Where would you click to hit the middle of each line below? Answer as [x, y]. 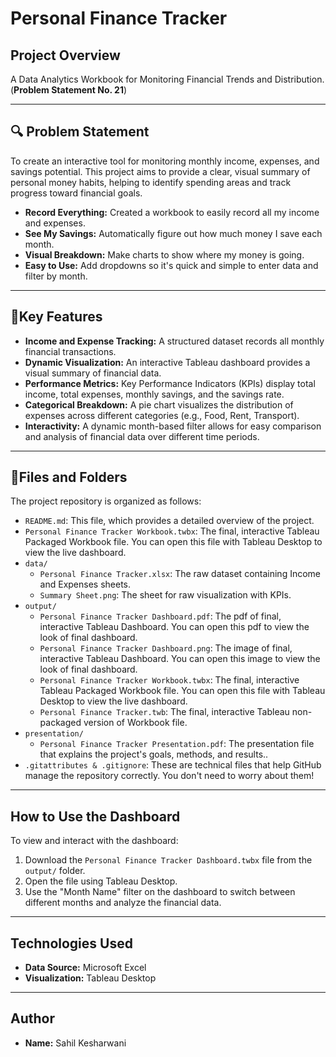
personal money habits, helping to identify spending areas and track [151, 182]
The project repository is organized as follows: [106, 501]
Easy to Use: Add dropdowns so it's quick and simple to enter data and [171, 265]
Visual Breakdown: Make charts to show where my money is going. [164, 254]
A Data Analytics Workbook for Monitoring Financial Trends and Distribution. [167, 79]
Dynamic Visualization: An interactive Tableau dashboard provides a [167, 362]
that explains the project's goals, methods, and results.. [154, 754]
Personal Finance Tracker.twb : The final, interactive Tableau [164, 712]
